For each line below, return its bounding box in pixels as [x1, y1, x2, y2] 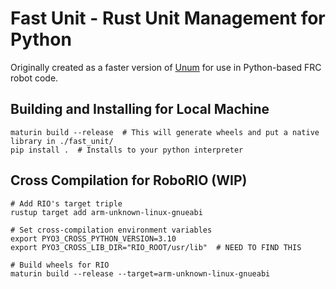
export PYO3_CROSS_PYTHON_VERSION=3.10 [10, 233, 177, 244]
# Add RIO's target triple [10, 198, 123, 209]
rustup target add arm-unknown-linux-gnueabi [10, 207, 203, 217]
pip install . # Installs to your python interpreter [10, 145, 244, 155]
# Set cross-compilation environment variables [10, 225, 213, 235]
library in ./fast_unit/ [10, 136, 114, 146]
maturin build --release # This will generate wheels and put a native [10, 127, 320, 137]
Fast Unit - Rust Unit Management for [10, 7, 326, 30]
